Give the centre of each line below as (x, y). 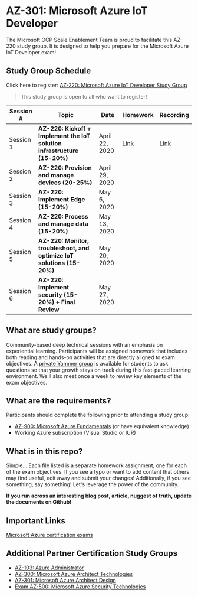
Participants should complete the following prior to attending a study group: (98, 415)
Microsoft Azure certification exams (49, 535)
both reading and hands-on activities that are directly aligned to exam (91, 357)
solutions (52, 263)
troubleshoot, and (64, 248)
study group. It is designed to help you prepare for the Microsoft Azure (103, 46)
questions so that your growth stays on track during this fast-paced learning (99, 370)
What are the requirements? (59, 401)
